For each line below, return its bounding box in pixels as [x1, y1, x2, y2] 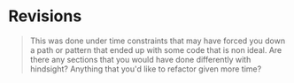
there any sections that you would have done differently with [29, 54, 251, 64]
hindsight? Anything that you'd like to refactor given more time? [29, 64, 262, 74]
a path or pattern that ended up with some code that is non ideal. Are [29, 44, 282, 55]
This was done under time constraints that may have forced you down [29, 35, 285, 46]
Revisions [8, 6, 82, 26]
